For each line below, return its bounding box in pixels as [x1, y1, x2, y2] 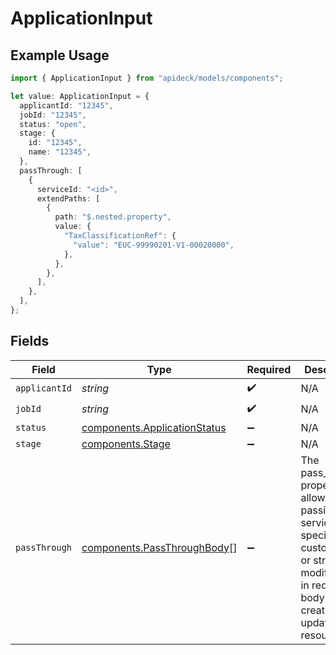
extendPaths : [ [36, 193, 101, 204]
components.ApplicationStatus [81, 420, 227, 434]
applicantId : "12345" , [19, 100, 114, 111]
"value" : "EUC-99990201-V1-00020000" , [73, 240, 235, 250]
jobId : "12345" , [19, 110, 87, 120]
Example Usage [10, 47, 110, 64]
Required [246, 362, 292, 376]
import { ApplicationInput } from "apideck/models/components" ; [10, 73, 284, 83]
